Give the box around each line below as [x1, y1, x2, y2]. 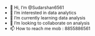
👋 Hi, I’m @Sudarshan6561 [9, 5, 64, 10]
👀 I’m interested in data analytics [9, 10, 77, 16]
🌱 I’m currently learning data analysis [9, 15, 86, 20]
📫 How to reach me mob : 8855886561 [9, 26, 91, 31]
